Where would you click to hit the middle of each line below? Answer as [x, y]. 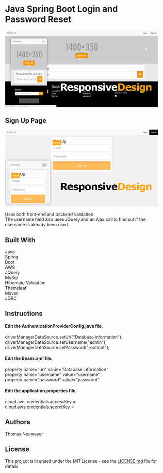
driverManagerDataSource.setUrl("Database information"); [64, 337]
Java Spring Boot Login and [61, 9]
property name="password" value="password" [52, 379]
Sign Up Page [26, 121]
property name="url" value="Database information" [57, 369]
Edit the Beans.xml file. [29, 358]
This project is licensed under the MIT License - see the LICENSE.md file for [81, 461]
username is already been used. [37, 225]
